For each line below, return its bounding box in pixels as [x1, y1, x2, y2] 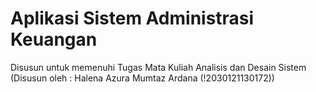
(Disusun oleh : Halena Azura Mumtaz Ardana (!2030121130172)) [10, 72, 275, 84]
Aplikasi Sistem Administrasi [10, 7, 255, 30]
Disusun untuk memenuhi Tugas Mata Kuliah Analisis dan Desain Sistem [10, 61, 307, 73]
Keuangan [10, 28, 98, 51]
